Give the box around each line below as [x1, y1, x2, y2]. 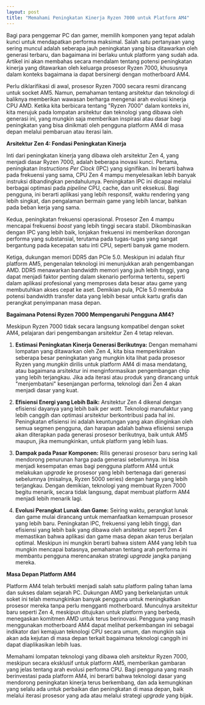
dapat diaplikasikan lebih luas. [6, 641, 82, 648]
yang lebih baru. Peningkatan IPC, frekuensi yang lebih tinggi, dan [15, 520, 181, 527]
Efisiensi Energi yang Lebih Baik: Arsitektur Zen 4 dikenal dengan [15, 398, 182, 406]
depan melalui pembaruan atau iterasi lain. [6, 128, 113, 135]
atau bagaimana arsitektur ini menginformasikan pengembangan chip [15, 367, 190, 374]
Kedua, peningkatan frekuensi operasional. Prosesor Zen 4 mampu [6, 215, 174, 223]
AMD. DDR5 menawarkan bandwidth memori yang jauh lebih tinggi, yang [6, 266, 190, 274]
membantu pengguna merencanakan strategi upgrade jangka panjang [15, 552, 192, 559]
